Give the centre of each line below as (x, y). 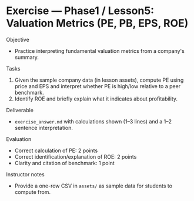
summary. (27, 57)
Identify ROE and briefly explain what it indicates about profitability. (96, 99)
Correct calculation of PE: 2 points (56, 150)
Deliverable (20, 110)
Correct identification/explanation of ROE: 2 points (76, 156)
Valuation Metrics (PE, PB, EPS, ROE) (97, 23)
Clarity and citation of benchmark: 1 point (64, 163)
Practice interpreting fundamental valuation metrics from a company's (100, 51)
